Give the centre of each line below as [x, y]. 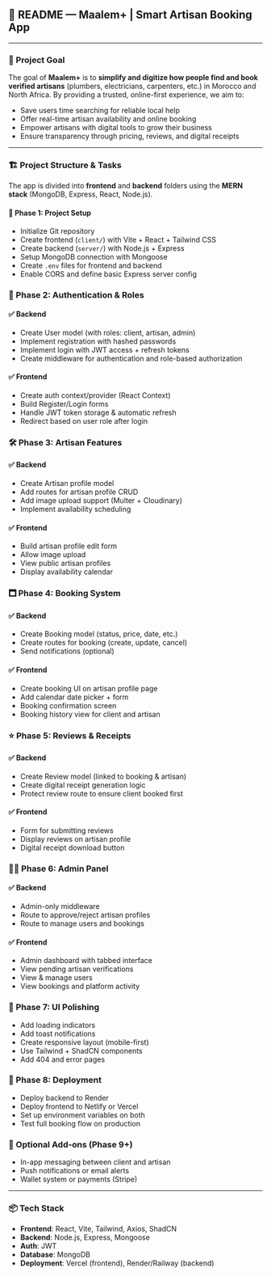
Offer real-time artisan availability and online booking [108, 119]
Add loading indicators [58, 1025]
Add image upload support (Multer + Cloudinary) [101, 501]
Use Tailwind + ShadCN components [81, 1050]
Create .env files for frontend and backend [91, 265]
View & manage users [56, 978]
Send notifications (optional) [67, 651]
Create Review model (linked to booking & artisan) [103, 776]
